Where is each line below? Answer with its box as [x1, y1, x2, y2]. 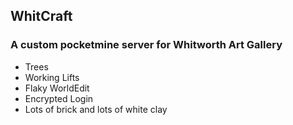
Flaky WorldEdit [24, 82, 90, 94]
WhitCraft [10, 8, 73, 25]
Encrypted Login [24, 92, 94, 104]
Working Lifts [24, 71, 80, 83]
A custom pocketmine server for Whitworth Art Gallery [10, 38, 283, 52]
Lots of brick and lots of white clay [24, 103, 168, 115]
